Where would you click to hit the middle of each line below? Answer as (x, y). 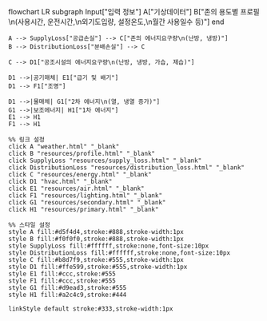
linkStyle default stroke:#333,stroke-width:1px (91, 309)
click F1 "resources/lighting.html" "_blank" (85, 196)
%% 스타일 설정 (29, 225)
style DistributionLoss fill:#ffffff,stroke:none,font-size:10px (119, 253)
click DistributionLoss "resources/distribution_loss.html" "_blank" (127, 168)
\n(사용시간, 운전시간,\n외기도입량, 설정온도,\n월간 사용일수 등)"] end (116, 22)
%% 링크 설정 (27, 140)
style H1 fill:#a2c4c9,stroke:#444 (68, 295)
